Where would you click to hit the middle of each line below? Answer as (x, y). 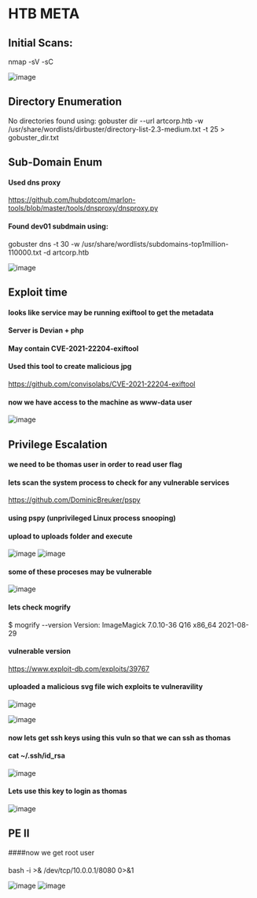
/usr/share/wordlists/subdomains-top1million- (155, 244)
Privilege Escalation (58, 444)
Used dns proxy (35, 182)
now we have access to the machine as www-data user (100, 402)
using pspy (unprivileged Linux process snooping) (92, 518)
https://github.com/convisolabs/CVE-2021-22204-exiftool (102, 384)
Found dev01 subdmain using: (58, 226)
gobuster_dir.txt (33, 137)
